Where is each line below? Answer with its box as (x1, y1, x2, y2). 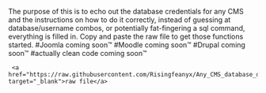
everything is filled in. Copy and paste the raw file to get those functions (8, 32, 244, 41)
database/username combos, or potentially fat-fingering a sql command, (8, 24, 245, 32)
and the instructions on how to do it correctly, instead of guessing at (8, 15, 231, 24)
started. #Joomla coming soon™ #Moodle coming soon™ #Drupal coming (8, 40, 245, 50)
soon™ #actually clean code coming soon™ (8, 49, 147, 58)
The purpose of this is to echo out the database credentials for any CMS (8, 7, 244, 16)
